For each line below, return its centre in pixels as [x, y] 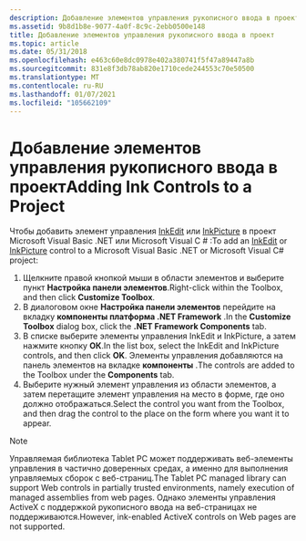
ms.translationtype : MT [55, 78]
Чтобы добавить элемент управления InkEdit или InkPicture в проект [143, 231]
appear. [37, 423]
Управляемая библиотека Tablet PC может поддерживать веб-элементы [151, 459]
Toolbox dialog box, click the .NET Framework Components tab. [144, 327]
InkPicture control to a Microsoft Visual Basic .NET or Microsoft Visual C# [147, 251]
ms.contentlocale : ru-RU [56, 86]
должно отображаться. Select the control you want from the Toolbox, [153, 404]
